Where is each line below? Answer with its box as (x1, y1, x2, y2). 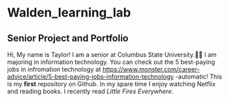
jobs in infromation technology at (7, 65, 102, 73)
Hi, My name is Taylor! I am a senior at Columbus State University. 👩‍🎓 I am (7, 50, 217, 59)
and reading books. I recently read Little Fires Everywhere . (7, 88, 174, 95)
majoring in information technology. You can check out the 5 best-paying (7, 58, 216, 66)
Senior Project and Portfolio (7, 32, 129, 44)
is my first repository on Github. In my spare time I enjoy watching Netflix (7, 80, 216, 88)
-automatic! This (175, 72, 223, 81)
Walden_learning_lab (7, 5, 131, 21)
